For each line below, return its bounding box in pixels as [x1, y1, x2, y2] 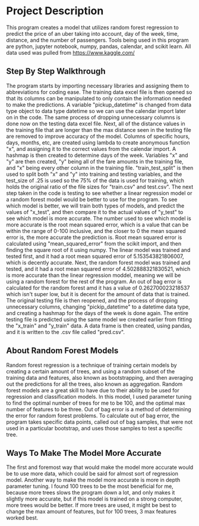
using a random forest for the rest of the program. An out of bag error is [6, 278, 182, 285]
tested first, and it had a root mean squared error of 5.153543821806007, [6, 253, 184, 260]
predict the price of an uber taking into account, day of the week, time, [6, 30, 179, 37]
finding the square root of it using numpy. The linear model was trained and [6, 246, 191, 253]
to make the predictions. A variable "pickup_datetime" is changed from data [6, 101, 192, 108]
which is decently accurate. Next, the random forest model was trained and [6, 259, 191, 266]
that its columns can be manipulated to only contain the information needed [6, 95, 191, 102]
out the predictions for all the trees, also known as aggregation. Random [6, 380, 183, 388]
